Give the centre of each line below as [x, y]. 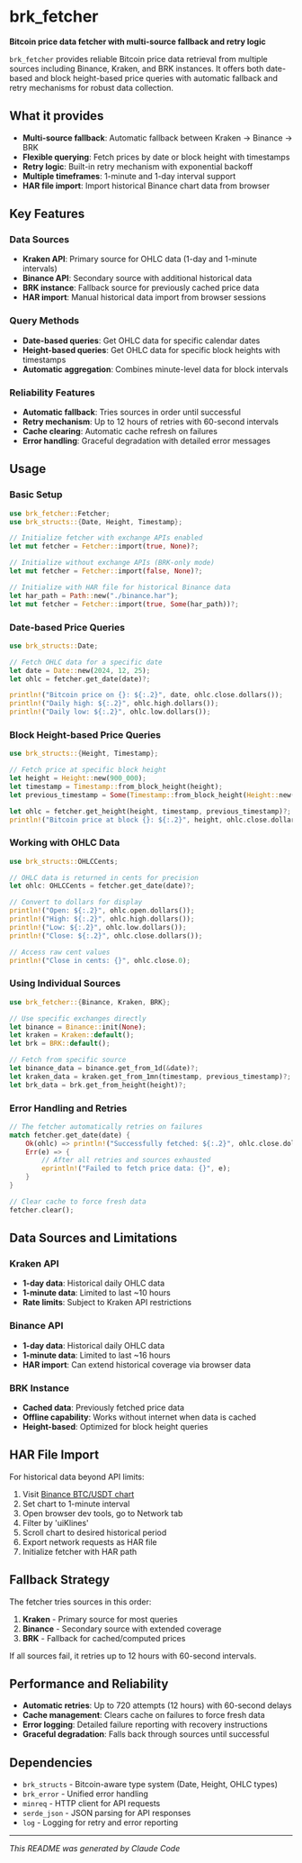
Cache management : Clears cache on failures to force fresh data [143, 1715]
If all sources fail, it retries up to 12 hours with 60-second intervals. [133, 1656]
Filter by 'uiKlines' [56, 1522]
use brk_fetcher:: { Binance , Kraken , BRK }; [90, 1002]
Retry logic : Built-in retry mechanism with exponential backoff [138, 166]
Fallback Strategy [60, 1580]
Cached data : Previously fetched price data [103, 1407]
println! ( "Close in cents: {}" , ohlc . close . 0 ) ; [100, 960]
